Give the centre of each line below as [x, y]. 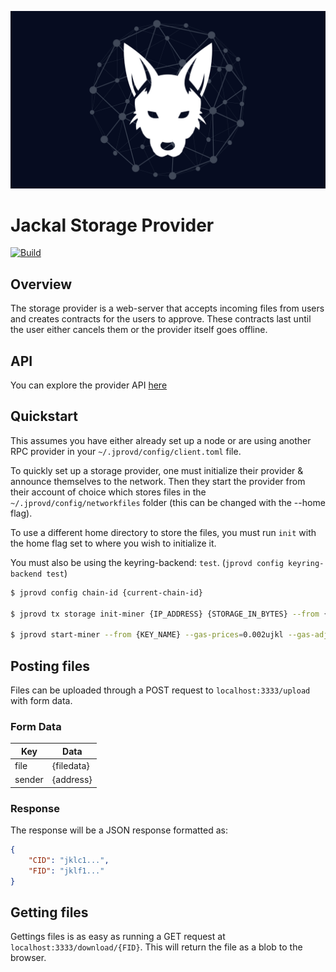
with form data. [41, 701]
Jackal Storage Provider [112, 225]
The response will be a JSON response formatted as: [119, 830]
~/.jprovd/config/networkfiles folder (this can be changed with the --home [168, 502]
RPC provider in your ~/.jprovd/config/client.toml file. [126, 451]
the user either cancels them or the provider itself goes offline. [139, 330]
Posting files [50, 666]
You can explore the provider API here [89, 385]
